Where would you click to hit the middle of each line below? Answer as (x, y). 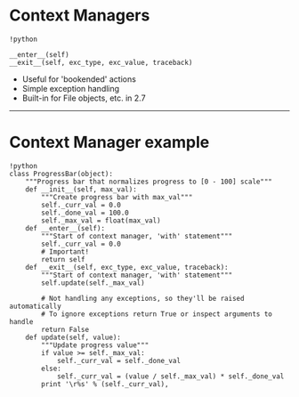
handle (21, 321)
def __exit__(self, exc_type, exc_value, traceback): (127, 267)
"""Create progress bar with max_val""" (117, 197)
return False (65, 329)
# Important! (65, 251)
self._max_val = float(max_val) (101, 220)
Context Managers (80, 16)
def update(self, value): (73, 337)
